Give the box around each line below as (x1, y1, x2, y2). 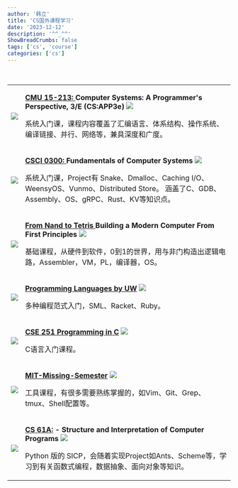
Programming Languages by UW (25, 283, 137, 293)
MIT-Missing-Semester (25, 370, 108, 380)
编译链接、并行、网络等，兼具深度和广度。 (25, 129, 168, 139)
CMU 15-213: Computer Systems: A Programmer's (25, 92, 203, 102)
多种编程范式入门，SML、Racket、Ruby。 (25, 300, 165, 310)
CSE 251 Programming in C (25, 327, 119, 337)
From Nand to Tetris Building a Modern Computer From (25, 220, 215, 230)
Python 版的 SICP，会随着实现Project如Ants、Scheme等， (25, 450, 220, 460)
